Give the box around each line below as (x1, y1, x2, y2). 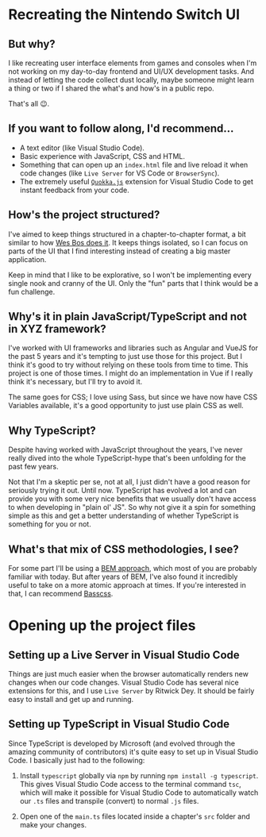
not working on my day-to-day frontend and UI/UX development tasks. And (8, 67, 255, 76)
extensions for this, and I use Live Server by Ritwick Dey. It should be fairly (8, 686, 255, 696)
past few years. (8, 462, 60, 472)
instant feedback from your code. (19, 185, 129, 195)
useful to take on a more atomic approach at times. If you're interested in (8, 580, 246, 590)
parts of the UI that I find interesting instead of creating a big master (8, 246, 231, 256)
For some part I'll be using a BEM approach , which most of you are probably (8, 564, 257, 573)
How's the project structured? (8, 208, 160, 222)
